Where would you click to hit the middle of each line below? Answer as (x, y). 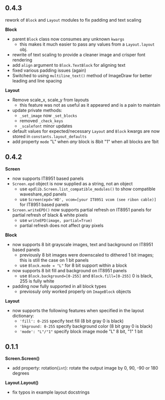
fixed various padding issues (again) (49, 70)
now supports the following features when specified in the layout (78, 310)
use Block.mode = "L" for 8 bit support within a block (73, 265)
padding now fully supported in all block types (59, 286)
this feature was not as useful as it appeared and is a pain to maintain (90, 105)
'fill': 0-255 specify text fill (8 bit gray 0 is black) (72, 321)
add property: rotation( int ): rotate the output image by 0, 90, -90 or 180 (85, 368)
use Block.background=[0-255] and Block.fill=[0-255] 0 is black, (86, 276)
